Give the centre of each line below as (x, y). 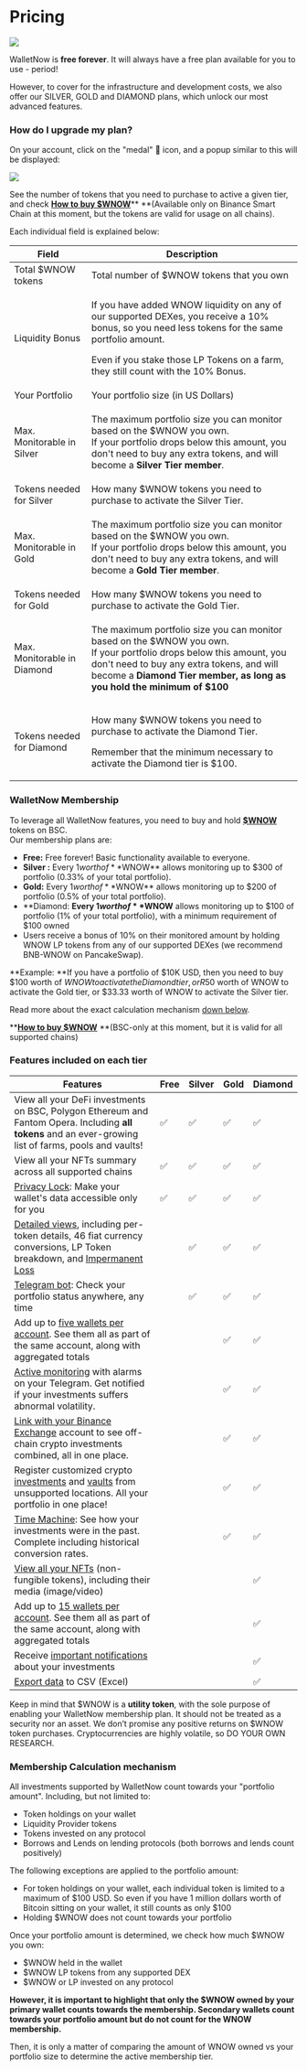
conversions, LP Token (63, 1247)
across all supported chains (73, 1171)
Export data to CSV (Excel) (72, 1681)
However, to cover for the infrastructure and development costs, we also (146, 86)
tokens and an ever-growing (76, 1133)
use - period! (34, 69)
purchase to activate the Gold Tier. (165, 606)
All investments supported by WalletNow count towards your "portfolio (142, 1787)
